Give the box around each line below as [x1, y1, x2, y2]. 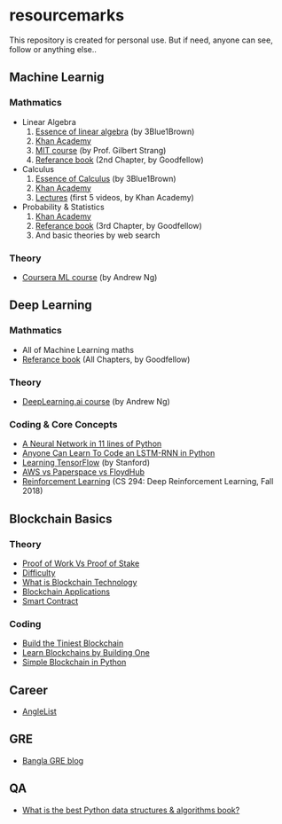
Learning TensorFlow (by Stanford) [21, 458, 151, 468]
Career [9, 682, 49, 697]
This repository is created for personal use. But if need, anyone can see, [9, 35, 273, 45]
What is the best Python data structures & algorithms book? [21, 804, 240, 815]
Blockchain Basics [9, 511, 113, 526]
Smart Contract [21, 595, 79, 606]
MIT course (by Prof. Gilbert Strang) [35, 145, 167, 155]
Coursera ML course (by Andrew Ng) [21, 271, 158, 282]
